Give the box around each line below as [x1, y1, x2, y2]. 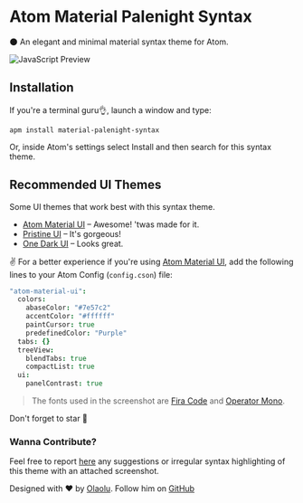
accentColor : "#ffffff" [25, 312, 116, 321]
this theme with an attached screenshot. [9, 466, 160, 477]
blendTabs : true [25, 354, 88, 363]
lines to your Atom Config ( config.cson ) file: [9, 269, 174, 280]
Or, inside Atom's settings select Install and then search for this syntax [9, 141, 272, 152]
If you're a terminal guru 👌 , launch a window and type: [9, 104, 213, 115]
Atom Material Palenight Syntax [9, 6, 252, 27]
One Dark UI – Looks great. [22, 238, 124, 249]
